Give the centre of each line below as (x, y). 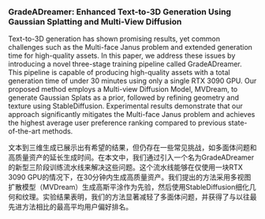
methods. (58, 131)
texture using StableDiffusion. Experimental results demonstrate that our (125, 106)
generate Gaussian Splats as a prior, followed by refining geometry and (123, 98)
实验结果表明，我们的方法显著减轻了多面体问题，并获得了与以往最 (149, 197)
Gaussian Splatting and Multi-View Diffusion (95, 21)
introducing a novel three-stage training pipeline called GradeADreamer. (125, 64)
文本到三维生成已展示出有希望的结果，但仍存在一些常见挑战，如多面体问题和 (132, 148)
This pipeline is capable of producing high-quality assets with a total (119, 73)
